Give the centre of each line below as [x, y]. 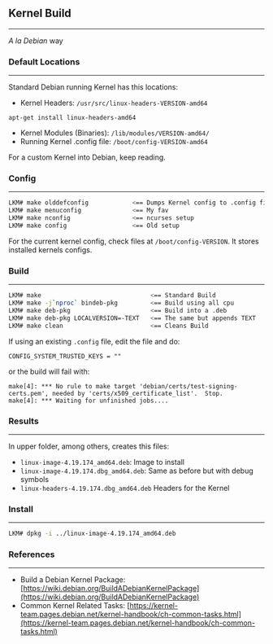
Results [24, 421]
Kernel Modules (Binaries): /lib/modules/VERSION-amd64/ [115, 133]
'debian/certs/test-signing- [188, 386]
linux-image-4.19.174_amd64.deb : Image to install [102, 462]
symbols [35, 479]
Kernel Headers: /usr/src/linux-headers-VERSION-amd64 [114, 103]
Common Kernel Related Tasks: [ [75, 606]
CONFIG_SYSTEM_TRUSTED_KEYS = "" [65, 356]
